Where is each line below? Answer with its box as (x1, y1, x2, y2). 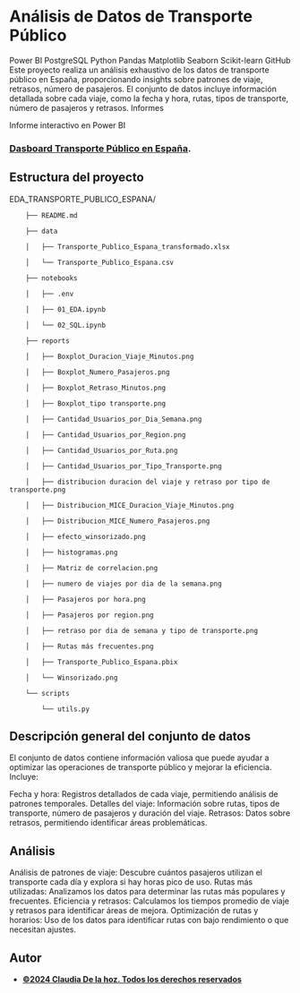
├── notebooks (25, 273, 78, 283)
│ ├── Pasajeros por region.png (25, 611, 154, 620)
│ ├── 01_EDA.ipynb (25, 304, 106, 314)
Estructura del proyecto (9, 170, 145, 185)
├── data (25, 227, 58, 235)
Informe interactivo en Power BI (9, 119, 126, 131)
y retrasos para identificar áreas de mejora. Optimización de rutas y (9, 905, 259, 916)
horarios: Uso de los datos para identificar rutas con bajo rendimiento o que (9, 915, 289, 926)
